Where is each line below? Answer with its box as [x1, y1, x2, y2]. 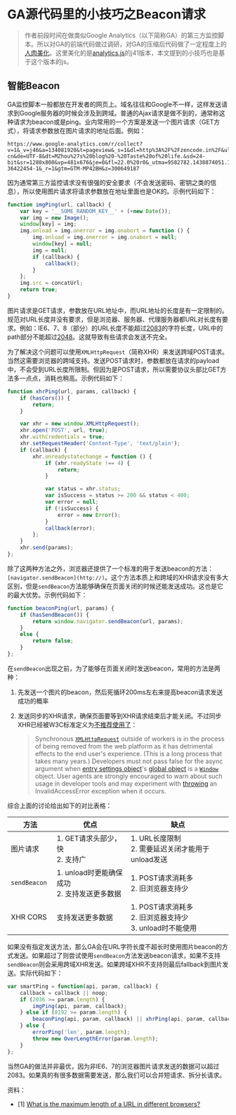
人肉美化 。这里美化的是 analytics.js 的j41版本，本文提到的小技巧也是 [24, 49, 219, 57]
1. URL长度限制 [131, 833, 181, 843]
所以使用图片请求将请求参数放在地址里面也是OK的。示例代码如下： [22, 187, 216, 196]
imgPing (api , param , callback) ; [32, 1002, 128, 1009]
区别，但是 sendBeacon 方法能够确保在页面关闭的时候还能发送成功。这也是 [7, 582, 218, 590]
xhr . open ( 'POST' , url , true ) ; [20, 427, 109, 434]
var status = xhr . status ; [44, 485, 121, 492]
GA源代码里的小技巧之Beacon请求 [7, 6, 206, 23]
